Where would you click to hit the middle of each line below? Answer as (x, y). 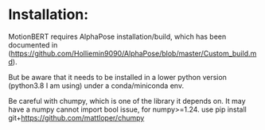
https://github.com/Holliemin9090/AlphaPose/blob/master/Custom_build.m (134, 53)
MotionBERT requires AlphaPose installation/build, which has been (117, 36)
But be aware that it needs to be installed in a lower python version (117, 77)
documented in (33, 44)
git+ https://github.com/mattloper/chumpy (76, 117)
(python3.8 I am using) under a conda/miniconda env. (96, 86)
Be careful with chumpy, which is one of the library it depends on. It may (127, 101)
